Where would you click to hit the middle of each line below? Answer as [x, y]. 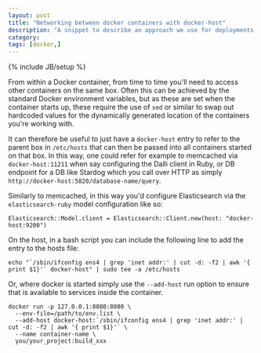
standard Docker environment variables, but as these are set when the [121, 99]
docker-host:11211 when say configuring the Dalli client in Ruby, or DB [121, 164]
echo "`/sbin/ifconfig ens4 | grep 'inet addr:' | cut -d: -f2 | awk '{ [129, 263]
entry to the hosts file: [44, 249]
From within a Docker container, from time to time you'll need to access [123, 82]
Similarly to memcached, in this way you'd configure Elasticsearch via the [127, 196]
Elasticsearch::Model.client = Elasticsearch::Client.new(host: [115, 219]
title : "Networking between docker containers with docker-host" [117, 23]
